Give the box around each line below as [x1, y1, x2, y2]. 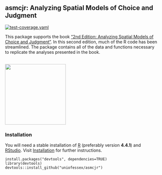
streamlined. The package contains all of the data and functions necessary [5, 44, 155, 50]
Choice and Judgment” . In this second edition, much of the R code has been [5, 39, 158, 45]
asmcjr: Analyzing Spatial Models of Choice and [5, 4, 154, 12]
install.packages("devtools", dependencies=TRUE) [5, 157, 108, 162]
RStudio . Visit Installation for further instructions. [5, 147, 102, 153]
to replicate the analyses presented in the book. [5, 49, 100, 55]
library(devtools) [5, 161, 42, 166]
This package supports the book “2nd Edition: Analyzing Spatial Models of [5, 33, 154, 39]
